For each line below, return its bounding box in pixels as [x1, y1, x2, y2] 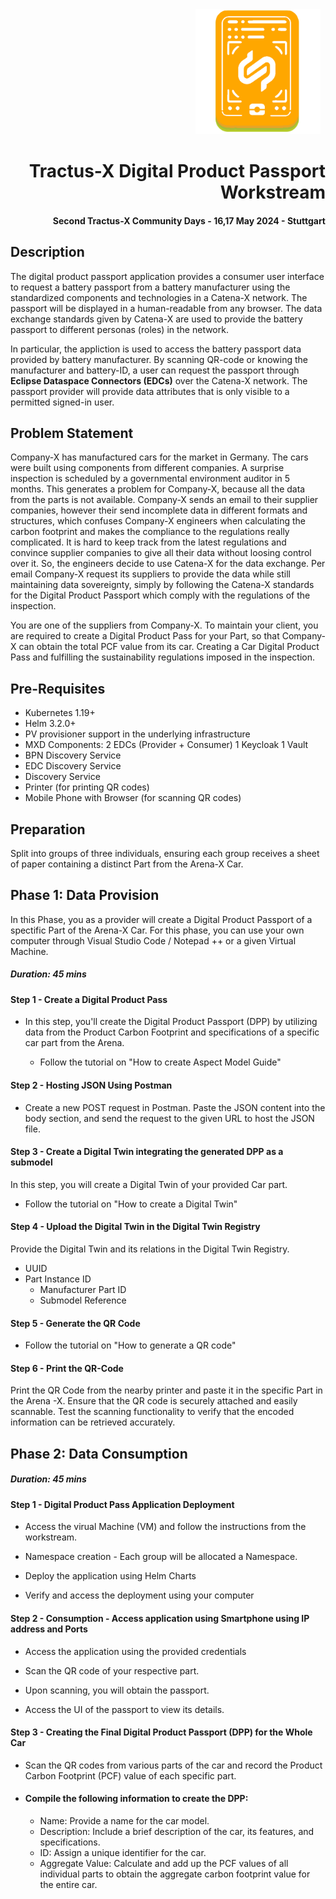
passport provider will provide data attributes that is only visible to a [10, 385, 290, 397]
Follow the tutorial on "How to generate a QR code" [24, 1339, 237, 1352]
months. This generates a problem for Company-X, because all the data [10, 483, 306, 495]
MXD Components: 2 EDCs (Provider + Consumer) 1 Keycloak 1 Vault [24, 739, 309, 751]
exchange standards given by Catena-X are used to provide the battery [10, 313, 303, 325]
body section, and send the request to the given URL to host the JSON [24, 1112, 315, 1124]
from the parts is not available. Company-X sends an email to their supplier [10, 494, 319, 506]
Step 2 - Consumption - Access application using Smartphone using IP [10, 1613, 310, 1624]
